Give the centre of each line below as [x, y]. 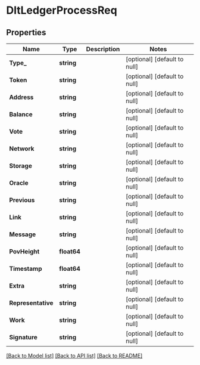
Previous [22, 200]
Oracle [19, 183]
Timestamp [26, 269]
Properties [26, 33]
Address [21, 97]
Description [103, 49]
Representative [31, 303]
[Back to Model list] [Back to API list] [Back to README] [74, 356]
